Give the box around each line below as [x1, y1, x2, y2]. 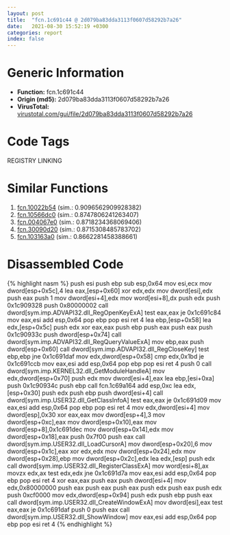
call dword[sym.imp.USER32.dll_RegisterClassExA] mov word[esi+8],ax [7, 462, 209, 470]
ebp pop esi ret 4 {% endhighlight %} [7, 520, 113, 528]
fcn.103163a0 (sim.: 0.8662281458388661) [16, 232, 138, 240]
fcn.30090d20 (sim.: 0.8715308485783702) [16, 225, 142, 234]
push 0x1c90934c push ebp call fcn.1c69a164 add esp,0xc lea [7, 381, 183, 389]
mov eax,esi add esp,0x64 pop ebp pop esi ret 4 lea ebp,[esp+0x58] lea [7, 315, 212, 323]
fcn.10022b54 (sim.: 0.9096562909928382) [16, 203, 142, 212]
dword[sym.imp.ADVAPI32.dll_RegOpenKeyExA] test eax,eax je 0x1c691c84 [7, 308, 221, 317]
